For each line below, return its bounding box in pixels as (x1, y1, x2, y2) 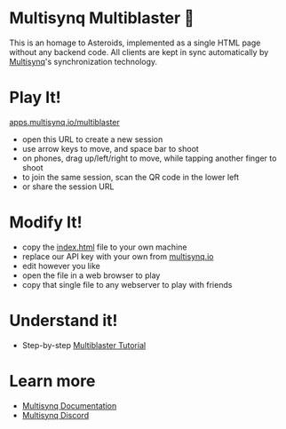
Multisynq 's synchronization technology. (9, 56, 158, 67)
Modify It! (9, 212, 83, 233)
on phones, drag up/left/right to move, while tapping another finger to (21, 153, 277, 163)
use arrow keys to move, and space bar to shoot (21, 143, 200, 154)
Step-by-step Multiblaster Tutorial (21, 339, 147, 350)
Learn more (9, 370, 96, 391)
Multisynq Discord (21, 409, 90, 420)
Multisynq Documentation (21, 400, 117, 411)
